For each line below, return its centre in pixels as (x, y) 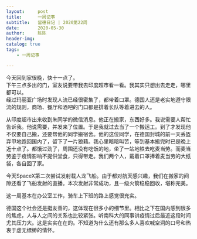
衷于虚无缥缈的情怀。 (32, 230)
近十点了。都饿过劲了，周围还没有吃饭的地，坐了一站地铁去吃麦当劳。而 (93, 148)
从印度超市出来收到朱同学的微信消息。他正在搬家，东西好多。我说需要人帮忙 (98, 119)
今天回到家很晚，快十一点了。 (42, 77)
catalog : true (23, 45)
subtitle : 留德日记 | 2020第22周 (47, 22)
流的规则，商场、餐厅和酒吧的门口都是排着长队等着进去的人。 (81, 107)
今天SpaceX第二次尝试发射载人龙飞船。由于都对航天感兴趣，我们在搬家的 (95, 176)
